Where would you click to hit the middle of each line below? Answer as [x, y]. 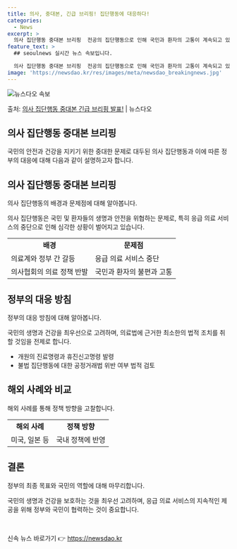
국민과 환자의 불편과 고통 [134, 272]
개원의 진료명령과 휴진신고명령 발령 [66, 357]
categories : [25, 21]
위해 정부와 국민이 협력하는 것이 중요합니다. [80, 509]
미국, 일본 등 [30, 439]
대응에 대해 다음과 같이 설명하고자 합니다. [77, 161]
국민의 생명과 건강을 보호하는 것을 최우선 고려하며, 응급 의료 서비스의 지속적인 [114, 500]
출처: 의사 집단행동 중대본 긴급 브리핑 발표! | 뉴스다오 [80, 109]
